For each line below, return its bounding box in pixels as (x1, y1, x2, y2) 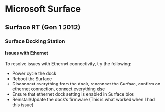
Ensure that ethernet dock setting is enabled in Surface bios (12, 91, 134, 97)
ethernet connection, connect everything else (12, 86, 105, 92)
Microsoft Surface (5, 3, 81, 15)
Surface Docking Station (5, 38, 65, 45)
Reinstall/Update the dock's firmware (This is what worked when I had (12, 96, 155, 102)
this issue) (12, 102, 33, 108)
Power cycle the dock (12, 70, 57, 76)
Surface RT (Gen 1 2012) (5, 23, 81, 31)
